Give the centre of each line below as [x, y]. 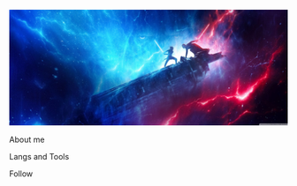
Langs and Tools [39, 156]
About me [27, 139]
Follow [21, 174]
